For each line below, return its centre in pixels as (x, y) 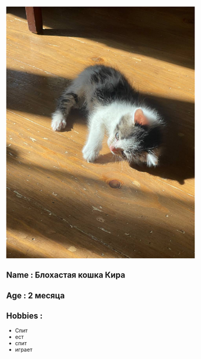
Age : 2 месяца (36, 295)
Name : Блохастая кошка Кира (66, 275)
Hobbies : (25, 316)
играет (24, 349)
